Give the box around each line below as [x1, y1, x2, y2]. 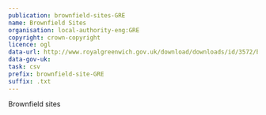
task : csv [8, 63, 41, 71]
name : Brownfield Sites [8, 19, 87, 27]
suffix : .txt [8, 77, 51, 85]
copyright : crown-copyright [8, 33, 101, 42]
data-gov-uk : [8, 56, 51, 64]
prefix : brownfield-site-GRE [8, 70, 104, 78]
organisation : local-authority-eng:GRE [8, 26, 140, 34]
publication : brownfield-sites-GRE [8, 11, 126, 20]
